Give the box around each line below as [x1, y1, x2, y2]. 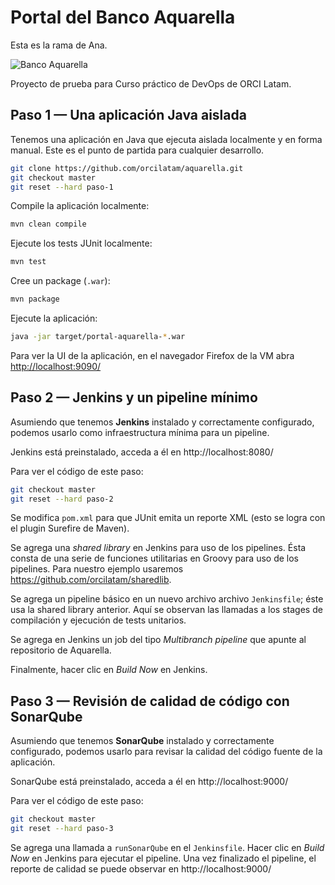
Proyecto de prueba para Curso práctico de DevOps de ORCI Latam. [10, 77, 292, 90]
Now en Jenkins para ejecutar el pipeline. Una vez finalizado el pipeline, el [10, 852, 317, 864]
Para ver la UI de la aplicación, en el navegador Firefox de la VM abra [10, 349, 295, 361]
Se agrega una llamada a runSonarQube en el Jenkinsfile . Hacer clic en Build [10, 842, 325, 853]
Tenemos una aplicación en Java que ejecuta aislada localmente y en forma [10, 133, 323, 145]
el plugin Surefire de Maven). [10, 522, 130, 535]
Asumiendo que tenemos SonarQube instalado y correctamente [10, 735, 275, 747]
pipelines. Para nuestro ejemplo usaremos [10, 563, 184, 575]
